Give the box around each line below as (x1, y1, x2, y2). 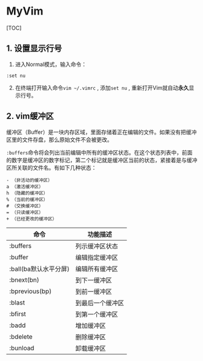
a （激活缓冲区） (6, 184, 44, 190)
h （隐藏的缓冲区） (6, 190, 48, 196)
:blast (9, 298, 25, 306)
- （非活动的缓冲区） (6, 177, 53, 183)
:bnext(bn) (9, 276, 39, 284)
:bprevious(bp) (9, 286, 52, 295)
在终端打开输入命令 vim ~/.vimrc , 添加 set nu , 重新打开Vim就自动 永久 (15, 84, 189, 91)
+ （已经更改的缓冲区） (6, 216, 58, 222)
